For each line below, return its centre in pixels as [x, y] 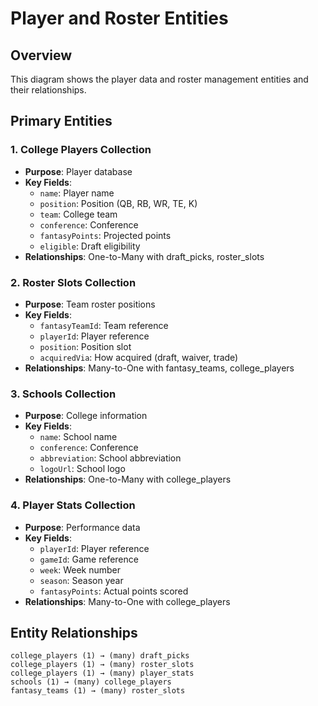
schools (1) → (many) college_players [91, 682]
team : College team [78, 214]
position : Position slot [85, 346]
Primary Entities [61, 121]
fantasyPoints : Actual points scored [114, 591]
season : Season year [81, 580]
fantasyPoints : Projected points [105, 235]
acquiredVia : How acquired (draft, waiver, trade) [139, 357]
